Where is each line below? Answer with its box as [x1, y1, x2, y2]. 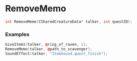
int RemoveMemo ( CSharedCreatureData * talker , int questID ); [5, 19, 133, 24]
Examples [5, 30, 30, 37]
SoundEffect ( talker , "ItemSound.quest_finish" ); [5, 51, 108, 56]
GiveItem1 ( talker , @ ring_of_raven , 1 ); [5, 42, 88, 47]
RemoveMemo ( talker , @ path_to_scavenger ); [5, 46, 93, 52]
